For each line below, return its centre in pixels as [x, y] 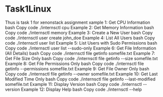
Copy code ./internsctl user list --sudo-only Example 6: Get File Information [81, 48]
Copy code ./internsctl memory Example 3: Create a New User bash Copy [79, 32]
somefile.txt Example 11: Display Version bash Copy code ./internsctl [73, 84]
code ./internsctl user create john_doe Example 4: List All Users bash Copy [80, 38]
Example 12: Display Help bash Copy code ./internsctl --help [81, 89]
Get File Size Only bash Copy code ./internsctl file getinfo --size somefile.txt [81, 58]
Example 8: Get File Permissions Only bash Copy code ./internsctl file [75, 64]
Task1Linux [28, 9]
